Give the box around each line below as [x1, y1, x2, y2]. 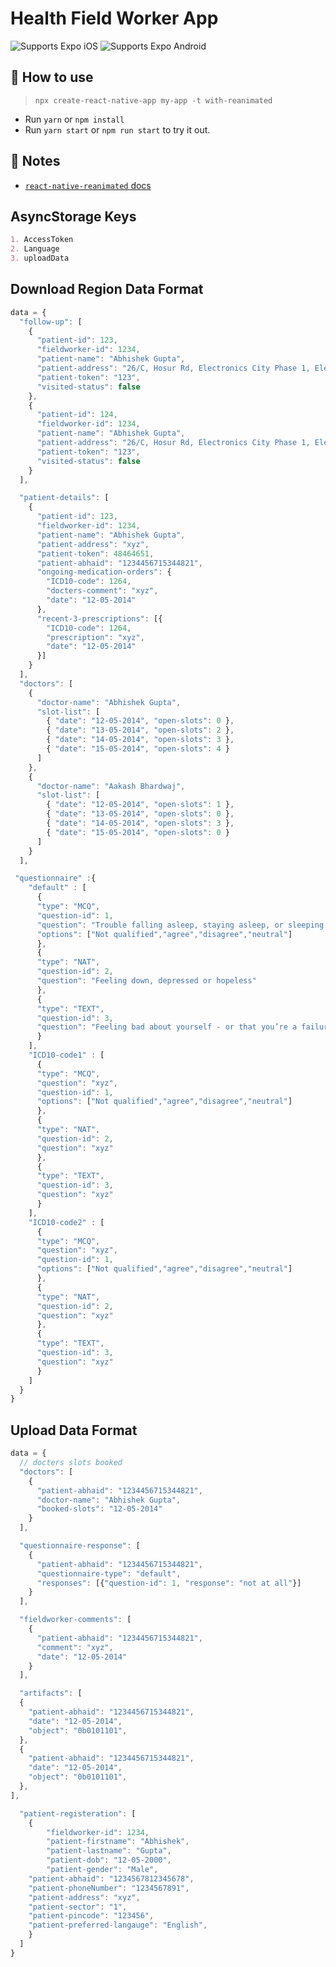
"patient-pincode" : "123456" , [28, 1911, 155, 1921]
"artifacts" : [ [19, 1688, 83, 1699]
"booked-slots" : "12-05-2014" [36, 1504, 163, 1514]
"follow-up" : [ [19, 317, 83, 327]
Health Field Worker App [10, 7, 219, 30]
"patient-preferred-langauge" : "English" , [28, 1920, 208, 1931]
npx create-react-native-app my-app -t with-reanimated [34, 95, 273, 106]
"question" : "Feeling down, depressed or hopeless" [36, 976, 257, 986]
